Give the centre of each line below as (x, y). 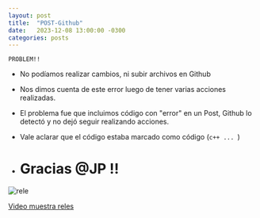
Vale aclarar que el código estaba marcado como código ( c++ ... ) (130, 137)
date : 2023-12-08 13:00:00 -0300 (67, 30)
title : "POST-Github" (46, 23)
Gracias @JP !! (69, 169)
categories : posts (38, 38)
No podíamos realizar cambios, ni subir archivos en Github (115, 74)
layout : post (30, 15)
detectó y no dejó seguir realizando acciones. (94, 122)
